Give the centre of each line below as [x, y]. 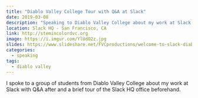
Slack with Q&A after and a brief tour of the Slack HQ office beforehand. [93, 90]
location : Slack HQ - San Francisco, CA [57, 28]
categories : [21, 50]
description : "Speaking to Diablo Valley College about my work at [91, 22]
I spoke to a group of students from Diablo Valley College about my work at [97, 83]
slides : [16, 45]
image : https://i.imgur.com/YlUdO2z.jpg [57, 39]
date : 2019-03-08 [27, 17]
